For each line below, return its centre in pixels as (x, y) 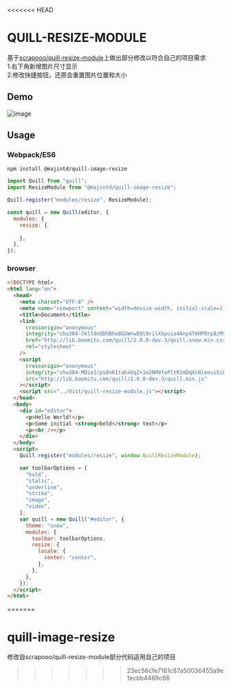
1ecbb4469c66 (148, 678)
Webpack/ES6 (32, 155)
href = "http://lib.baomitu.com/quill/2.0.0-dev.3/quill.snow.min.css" (127, 340)
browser (21, 269)
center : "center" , (70, 558)
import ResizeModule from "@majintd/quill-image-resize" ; (92, 188)
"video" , (38, 507)
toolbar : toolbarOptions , (69, 539)
